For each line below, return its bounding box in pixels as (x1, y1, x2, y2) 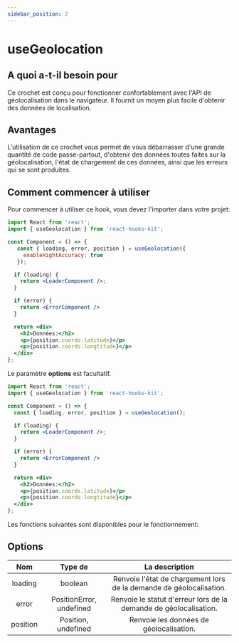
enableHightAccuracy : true (23, 251, 103, 258)
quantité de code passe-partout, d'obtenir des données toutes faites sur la (7, 150, 226, 159)
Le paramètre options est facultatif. (7, 370, 112, 377)
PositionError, (51, 594, 97, 604)
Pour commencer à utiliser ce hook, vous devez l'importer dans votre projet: (7, 205, 230, 214)
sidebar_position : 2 (7, 10, 69, 18)
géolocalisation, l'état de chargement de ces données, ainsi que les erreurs (7, 158, 228, 167)
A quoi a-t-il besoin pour (7, 69, 118, 82)
